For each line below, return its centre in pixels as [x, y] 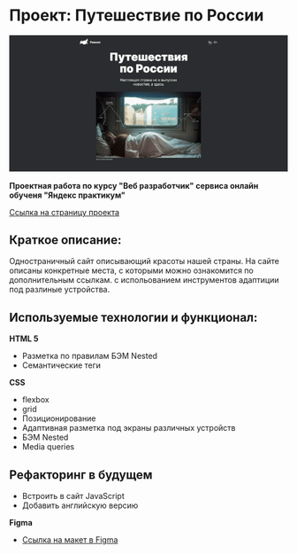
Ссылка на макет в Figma [70, 540]
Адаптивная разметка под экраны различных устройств [129, 428]
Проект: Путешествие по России [137, 16]
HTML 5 [24, 339]
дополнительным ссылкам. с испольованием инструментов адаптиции [144, 280]
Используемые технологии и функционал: [133, 317]
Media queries [48, 447]
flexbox [36, 400]
